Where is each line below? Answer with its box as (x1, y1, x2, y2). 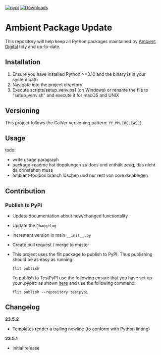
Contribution (5, 187, 46, 195)
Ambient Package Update (5, 22, 112, 33)
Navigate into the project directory (12, 82, 83, 88)
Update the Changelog (12, 223, 57, 229)
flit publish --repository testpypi (12, 290, 88, 295)
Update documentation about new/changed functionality (12, 213, 128, 219)
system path (12, 76, 38, 82)
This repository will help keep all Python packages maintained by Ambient (5, 38, 156, 44)
